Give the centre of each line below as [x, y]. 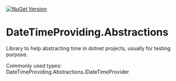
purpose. [17, 54]
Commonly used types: [34, 65]
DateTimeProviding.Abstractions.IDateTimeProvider [68, 72]
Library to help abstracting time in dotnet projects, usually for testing [88, 48]
